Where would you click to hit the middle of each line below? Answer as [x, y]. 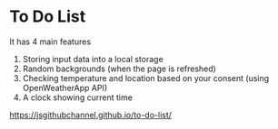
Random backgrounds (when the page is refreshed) [119, 69]
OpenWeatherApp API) [65, 88]
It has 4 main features [50, 41]
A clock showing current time [78, 97]
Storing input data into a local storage [93, 59]
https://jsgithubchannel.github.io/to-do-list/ [91, 115]
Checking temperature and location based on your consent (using [146, 78]
